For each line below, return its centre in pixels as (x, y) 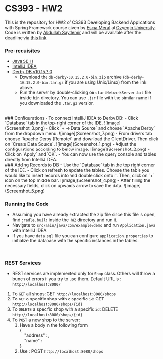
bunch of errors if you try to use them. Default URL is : (67, 279)
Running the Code (27, 204)
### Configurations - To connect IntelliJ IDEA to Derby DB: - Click (71, 118)
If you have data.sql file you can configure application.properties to (82, 235)
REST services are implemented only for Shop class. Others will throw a (83, 273)
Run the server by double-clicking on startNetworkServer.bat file (85, 93)
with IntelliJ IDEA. (30, 230)
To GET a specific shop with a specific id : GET (58, 299)
